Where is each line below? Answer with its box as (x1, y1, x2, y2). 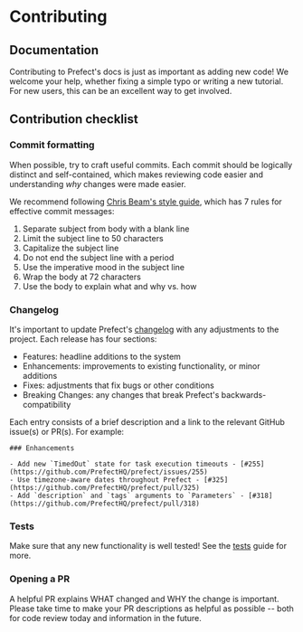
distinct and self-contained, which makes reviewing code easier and (9, 169, 264, 180)
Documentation (9, 42, 99, 58)
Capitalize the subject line (22, 242, 119, 253)
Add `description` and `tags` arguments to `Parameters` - (17, 491, 245, 500)
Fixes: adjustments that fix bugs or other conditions (22, 380, 214, 391)
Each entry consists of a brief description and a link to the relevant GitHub (9, 416, 285, 427)
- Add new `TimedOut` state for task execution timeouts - (9, 459, 237, 468)
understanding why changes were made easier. (9, 178, 187, 189)
